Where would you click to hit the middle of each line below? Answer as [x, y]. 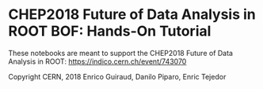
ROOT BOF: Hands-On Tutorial [110, 31]
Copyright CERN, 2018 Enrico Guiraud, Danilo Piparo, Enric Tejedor [117, 76]
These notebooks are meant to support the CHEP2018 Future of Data [121, 53]
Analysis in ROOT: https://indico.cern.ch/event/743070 [97, 61]
